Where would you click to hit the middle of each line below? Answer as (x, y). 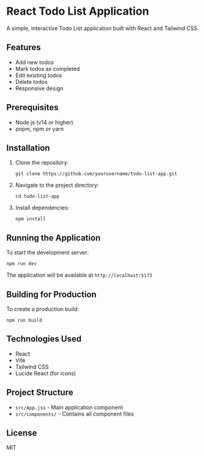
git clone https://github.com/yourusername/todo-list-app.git (96, 174)
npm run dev (21, 264)
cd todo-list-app (37, 196)
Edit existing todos (39, 75)
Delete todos (31, 81)
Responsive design (39, 88)
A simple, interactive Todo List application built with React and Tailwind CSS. (103, 28)
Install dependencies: (42, 208)
